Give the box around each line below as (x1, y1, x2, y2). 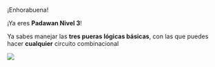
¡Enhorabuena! (7, 6, 49, 14)
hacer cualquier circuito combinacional (7, 40, 119, 47)
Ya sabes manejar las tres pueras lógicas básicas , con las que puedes (7, 32, 209, 40)
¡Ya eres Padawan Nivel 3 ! (7, 19, 83, 27)
